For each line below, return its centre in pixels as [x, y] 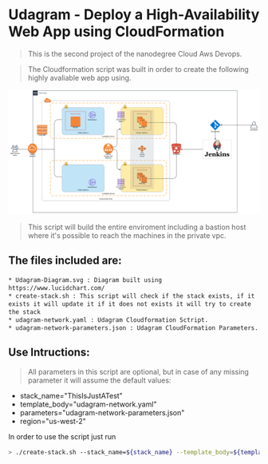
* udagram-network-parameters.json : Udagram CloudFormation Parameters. [134, 328]
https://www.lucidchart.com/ [57, 288]
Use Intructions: [49, 353]
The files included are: [65, 261]
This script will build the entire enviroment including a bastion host [137, 227]
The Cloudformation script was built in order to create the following [138, 69]
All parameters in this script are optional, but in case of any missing [138, 371]
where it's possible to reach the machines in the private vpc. [127, 235]
